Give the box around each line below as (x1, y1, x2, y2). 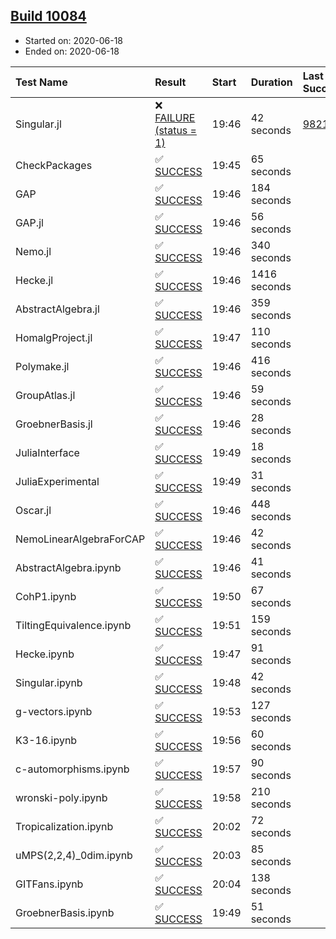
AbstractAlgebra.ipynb (15, 560, 122, 574)
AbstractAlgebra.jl (15, 302, 100, 316)
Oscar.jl (15, 503, 52, 517)
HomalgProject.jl (15, 330, 93, 344)
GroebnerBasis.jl (15, 417, 93, 431)
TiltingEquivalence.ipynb (15, 618, 132, 632)
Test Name (15, 75, 68, 89)
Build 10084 (10, 8, 87, 25)
